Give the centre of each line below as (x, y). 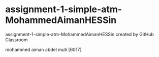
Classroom (17, 40)
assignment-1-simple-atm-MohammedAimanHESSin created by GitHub (80, 34)
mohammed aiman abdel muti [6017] (43, 49)
